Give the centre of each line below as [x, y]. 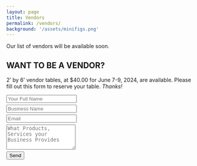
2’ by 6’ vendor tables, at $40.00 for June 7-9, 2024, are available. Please [99, 80]
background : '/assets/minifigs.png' [53, 29]
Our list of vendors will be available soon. [58, 46]
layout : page [23, 12]
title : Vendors [26, 18]
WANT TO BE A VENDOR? [56, 65]
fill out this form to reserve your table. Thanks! [64, 86]
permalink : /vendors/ [34, 23]
